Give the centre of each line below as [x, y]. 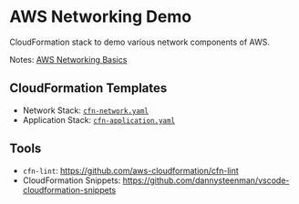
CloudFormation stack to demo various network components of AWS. [140, 42]
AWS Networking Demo [101, 17]
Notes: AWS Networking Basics [68, 59]
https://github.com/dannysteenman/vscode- [206, 180]
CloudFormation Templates [88, 88]
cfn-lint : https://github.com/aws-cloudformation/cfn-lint [130, 170]
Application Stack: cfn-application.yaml [99, 119]
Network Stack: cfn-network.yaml [85, 110]
